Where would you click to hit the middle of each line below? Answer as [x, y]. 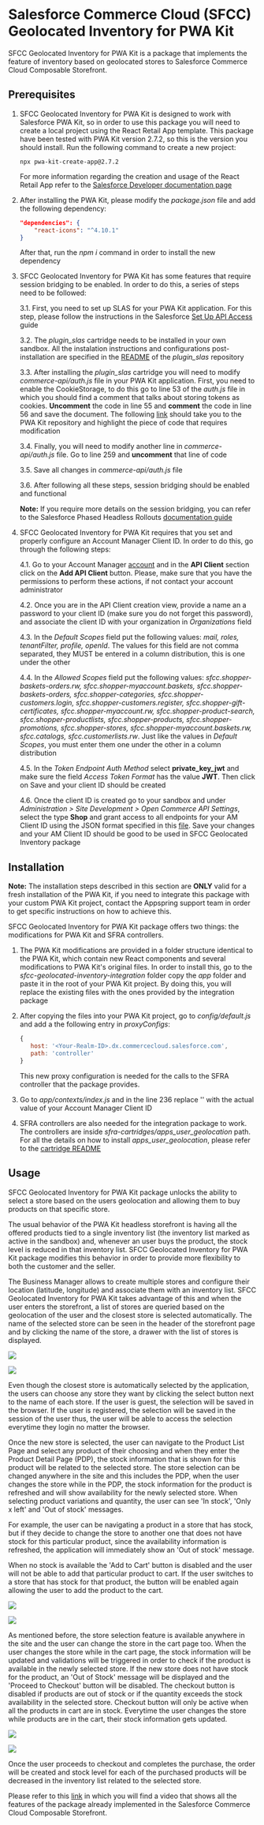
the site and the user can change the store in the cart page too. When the [127, 1644]
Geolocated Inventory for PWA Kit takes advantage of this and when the [125, 1298]
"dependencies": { [50, 223]
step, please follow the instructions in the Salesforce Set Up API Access [136, 316]
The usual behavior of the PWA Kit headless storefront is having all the [123, 1224]
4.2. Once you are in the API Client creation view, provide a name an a [133, 605]
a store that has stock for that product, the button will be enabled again [123, 1582]
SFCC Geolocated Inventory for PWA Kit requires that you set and [126, 533]
